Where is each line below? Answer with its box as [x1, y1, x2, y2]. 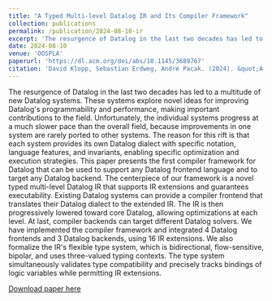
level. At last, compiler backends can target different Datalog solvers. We [8, 216, 253, 226]
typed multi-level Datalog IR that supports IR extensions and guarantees [8, 182, 249, 191]
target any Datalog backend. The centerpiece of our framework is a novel [8, 173, 254, 183]
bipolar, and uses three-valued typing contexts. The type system [8, 251, 225, 260]
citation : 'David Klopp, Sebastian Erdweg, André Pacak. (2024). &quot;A [8, 65, 264, 73]
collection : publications [8, 19, 96, 28]
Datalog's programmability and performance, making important [8, 104, 220, 114]
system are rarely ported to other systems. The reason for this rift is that [8, 130, 250, 140]
